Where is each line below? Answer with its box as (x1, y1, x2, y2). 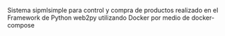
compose (7, 21, 35, 29)
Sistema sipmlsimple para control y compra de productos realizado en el (7, 6, 219, 14)
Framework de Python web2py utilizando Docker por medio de (7, 13, 190, 22)
